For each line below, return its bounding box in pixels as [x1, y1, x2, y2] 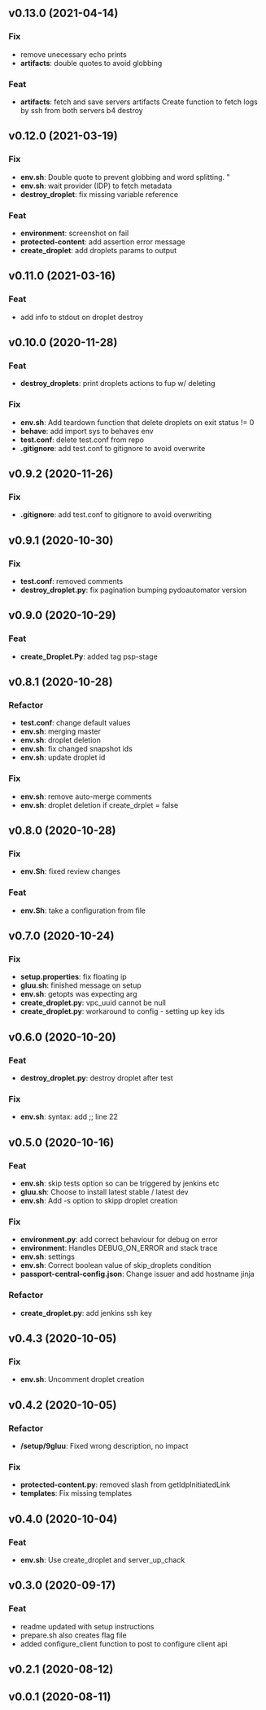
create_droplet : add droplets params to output [20, 245, 177, 255]
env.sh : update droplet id [20, 752, 106, 762]
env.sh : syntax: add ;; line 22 [20, 1111, 118, 1122]
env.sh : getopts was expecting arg [20, 989, 137, 999]
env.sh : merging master [20, 726, 102, 736]
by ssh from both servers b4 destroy [20, 105, 144, 115]
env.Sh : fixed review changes [20, 866, 120, 876]
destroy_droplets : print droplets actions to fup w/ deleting [20, 379, 216, 388]
